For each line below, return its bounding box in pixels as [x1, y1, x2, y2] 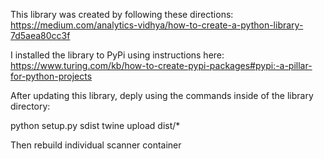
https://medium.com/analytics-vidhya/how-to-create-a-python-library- [10, 19, 304, 31]
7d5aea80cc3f [10, 30, 71, 41]
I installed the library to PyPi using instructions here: [10, 49, 225, 61]
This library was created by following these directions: [10, 9, 234, 20]
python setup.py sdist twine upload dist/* [10, 120, 181, 131]
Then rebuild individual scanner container [10, 139, 182, 151]
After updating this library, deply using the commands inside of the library [10, 90, 314, 101]
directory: [10, 100, 51, 112]
